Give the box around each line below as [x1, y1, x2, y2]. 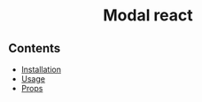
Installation [20, 64, 62, 75]
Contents [8, 41, 61, 56]
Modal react [102, 5, 194, 26]
